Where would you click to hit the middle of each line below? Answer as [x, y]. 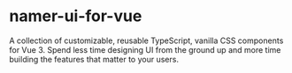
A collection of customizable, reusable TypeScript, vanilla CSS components [146, 40]
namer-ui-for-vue [76, 16]
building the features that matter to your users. [94, 59]
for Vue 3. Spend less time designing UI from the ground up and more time [145, 49]
